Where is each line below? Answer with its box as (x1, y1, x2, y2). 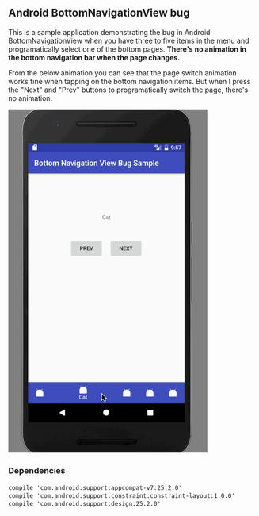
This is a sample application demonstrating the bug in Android (8, 27, 211, 37)
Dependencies (8, 464, 66, 476)
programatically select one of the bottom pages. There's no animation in (8, 44, 247, 54)
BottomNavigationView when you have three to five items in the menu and (8, 36, 249, 45)
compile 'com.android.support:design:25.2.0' (8, 500, 161, 508)
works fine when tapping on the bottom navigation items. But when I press (8, 76, 251, 86)
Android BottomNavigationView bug (8, 6, 190, 20)
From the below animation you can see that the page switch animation (8, 67, 238, 78)
